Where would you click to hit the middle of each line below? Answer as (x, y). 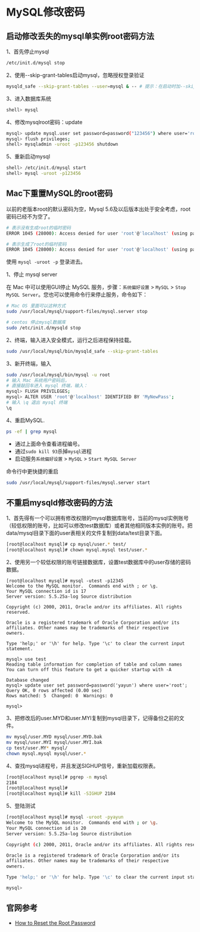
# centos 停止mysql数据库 (36, 322)
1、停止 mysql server (32, 275)
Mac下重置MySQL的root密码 (60, 194)
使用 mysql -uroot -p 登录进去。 (46, 262)
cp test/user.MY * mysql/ (37, 748)
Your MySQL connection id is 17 (46, 592)
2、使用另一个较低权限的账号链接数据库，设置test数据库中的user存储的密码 (99, 562)
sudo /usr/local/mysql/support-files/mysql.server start (78, 482)
